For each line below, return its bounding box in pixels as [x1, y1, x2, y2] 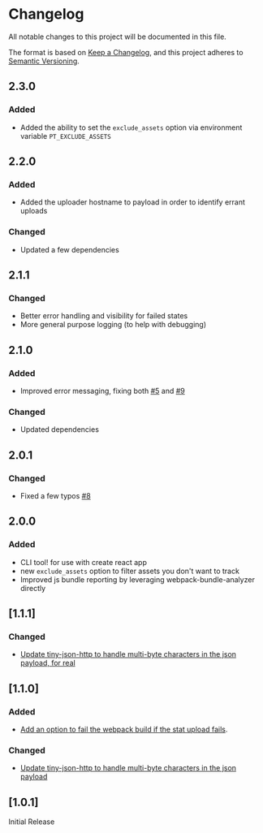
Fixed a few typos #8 [19, 490, 91, 500]
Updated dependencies [19, 425, 100, 434]
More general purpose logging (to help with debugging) [19, 320, 207, 330]
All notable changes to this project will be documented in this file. [8, 32, 227, 41]
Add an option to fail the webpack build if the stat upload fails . [19, 724, 228, 735]
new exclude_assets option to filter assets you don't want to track [19, 566, 239, 576]
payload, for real [19, 658, 75, 668]
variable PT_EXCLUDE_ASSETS [19, 131, 111, 140]
